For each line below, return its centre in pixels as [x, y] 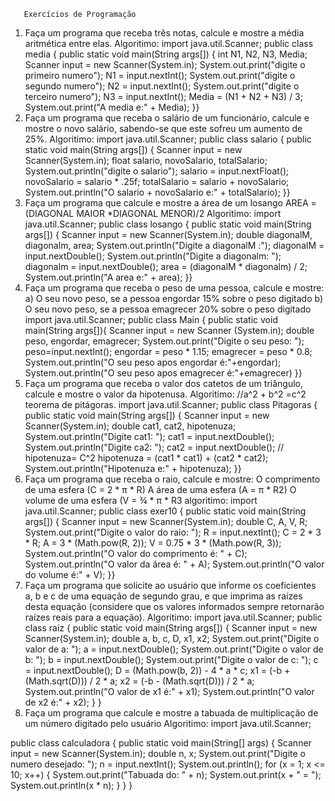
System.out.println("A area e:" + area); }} [108, 277]
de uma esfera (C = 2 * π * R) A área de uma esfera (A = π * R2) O [160, 489]
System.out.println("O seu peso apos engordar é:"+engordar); [153, 362]
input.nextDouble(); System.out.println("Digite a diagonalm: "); [153, 256]
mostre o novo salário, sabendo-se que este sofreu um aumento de [163, 128]
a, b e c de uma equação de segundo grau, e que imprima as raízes [163, 596]
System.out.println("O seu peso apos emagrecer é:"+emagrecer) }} [163, 373]
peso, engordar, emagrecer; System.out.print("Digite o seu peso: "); [164, 341]
